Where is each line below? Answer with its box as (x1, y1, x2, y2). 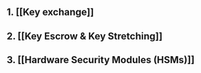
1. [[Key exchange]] (6, 6, 94, 18)
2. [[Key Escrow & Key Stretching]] (6, 30, 163, 42)
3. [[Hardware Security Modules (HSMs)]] (6, 54, 195, 66)
